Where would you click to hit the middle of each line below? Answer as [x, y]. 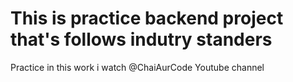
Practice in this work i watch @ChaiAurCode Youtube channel [137, 67]
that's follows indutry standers [141, 39]
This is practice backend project [147, 18]
